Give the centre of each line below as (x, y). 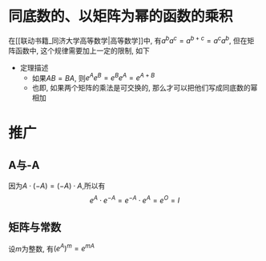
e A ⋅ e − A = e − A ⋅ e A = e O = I (135, 199)
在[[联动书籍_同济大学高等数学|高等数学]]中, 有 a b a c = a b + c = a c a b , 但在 (128, 39)
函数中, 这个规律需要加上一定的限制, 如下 (82, 50)
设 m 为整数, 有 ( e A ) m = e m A (51, 247)
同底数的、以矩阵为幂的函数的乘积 (121, 16)
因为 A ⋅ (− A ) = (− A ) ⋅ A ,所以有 (57, 186)
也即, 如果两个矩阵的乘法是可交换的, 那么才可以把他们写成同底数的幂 (145, 88)
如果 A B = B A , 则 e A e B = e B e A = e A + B (93, 77)
